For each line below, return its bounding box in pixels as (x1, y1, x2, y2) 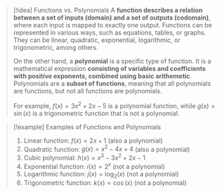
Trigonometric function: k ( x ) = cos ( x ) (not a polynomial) (23, 179, 187, 187)
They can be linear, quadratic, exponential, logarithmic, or (13, 36, 181, 44)
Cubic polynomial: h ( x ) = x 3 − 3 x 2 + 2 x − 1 (23, 153, 145, 162)
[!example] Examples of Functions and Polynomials (13, 122, 162, 131)
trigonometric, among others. (13, 44, 99, 51)
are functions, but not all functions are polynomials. (13, 87, 162, 95)
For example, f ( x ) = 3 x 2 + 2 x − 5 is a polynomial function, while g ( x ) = (13, 101, 216, 110)
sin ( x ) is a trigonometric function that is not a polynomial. (13, 109, 180, 117)
